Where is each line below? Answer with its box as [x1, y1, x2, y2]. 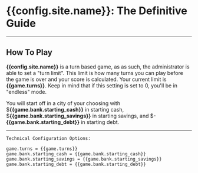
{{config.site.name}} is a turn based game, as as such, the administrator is [6, 63, 190, 70]
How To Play [6, 47, 53, 57]
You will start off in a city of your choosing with [6, 99, 121, 107]
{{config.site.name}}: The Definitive [6, 4, 187, 18]
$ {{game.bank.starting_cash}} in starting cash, [6, 106, 124, 113]
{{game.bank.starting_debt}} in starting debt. [6, 118, 120, 125]
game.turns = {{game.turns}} [6, 146, 78, 152]
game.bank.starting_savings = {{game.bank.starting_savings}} [6, 156, 162, 162]
